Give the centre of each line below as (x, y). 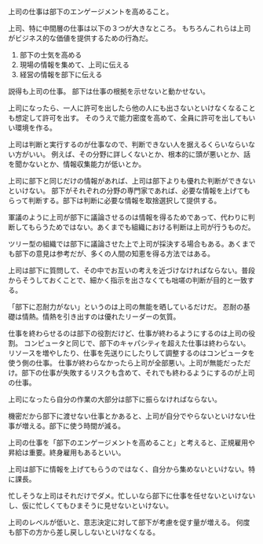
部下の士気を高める (51, 55)
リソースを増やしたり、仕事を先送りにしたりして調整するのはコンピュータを (131, 353)
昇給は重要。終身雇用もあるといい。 (67, 452)
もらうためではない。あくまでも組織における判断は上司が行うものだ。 (141, 227)
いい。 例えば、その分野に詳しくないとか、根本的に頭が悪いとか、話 (140, 154)
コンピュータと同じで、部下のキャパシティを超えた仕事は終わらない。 (137, 343)
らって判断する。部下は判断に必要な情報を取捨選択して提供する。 (115, 200)
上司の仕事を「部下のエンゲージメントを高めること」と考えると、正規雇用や (131, 442)
